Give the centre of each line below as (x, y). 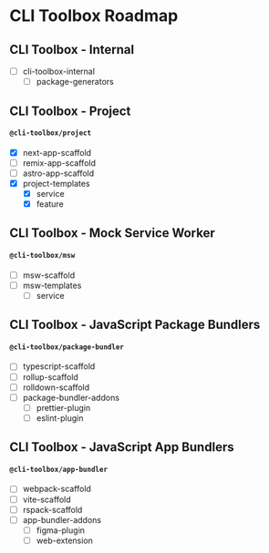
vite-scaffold (47, 499)
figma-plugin (60, 530)
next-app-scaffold (57, 152)
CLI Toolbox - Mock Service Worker (113, 233)
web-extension (65, 540)
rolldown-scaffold (56, 387)
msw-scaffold (49, 275)
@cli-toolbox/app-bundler (58, 469)
